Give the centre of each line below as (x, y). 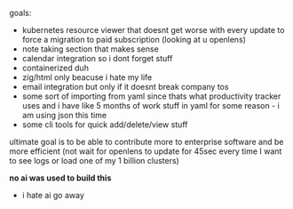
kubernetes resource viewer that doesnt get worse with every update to (153, 30)
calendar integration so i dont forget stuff (97, 58)
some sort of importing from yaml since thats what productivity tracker (151, 96)
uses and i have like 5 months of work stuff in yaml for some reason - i (150, 105)
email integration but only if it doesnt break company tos (125, 87)
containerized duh (55, 68)
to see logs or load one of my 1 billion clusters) (94, 161)
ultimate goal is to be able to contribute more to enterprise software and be (146, 142)
